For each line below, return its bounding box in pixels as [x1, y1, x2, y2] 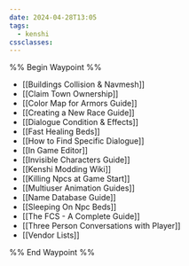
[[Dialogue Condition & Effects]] [21, 117, 139, 128]
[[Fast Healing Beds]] [21, 126, 100, 137]
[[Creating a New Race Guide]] [21, 107, 135, 118]
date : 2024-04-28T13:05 [9, 12, 98, 22]
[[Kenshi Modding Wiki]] [21, 164, 112, 175]
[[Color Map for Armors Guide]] [21, 98, 138, 109]
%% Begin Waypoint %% [9, 62, 102, 73]
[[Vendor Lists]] [21, 230, 80, 240]
